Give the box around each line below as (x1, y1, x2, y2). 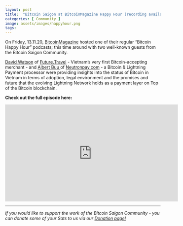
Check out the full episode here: (5, 95, 73, 101)
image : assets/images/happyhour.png (5, 21, 80, 26)
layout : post (5, 7, 32, 12)
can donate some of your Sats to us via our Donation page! (5, 215, 126, 222)
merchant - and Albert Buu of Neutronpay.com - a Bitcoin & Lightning (5, 65, 146, 70)
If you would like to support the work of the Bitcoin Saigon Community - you (5, 210, 160, 216)
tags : (5, 26, 16, 31)
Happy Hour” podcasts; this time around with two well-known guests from (5, 44, 156, 50)
